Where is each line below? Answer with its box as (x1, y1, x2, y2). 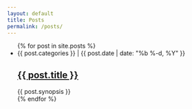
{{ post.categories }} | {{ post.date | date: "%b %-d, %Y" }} (17, 49, 186, 57)
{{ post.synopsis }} (17, 88, 71, 96)
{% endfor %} (17, 95, 57, 103)
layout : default (7, 10, 54, 17)
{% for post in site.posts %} (17, 42, 96, 50)
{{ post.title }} (17, 69, 79, 81)
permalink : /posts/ (7, 23, 63, 30)
